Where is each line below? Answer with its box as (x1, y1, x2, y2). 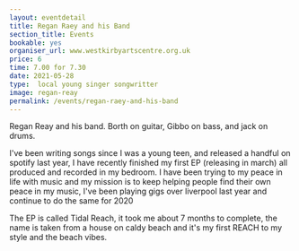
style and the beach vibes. (9, 232, 108, 243)
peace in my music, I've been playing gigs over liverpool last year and (9, 186, 268, 197)
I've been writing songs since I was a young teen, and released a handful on (9, 148, 291, 159)
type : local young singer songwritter (9, 80, 159, 89)
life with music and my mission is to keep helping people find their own (9, 177, 271, 187)
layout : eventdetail (9, 13, 87, 22)
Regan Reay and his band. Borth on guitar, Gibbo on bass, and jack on (9, 121, 268, 132)
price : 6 (9, 55, 42, 64)
